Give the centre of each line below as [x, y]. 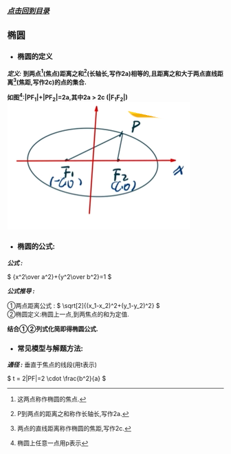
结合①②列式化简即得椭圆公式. [53, 329]
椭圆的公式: [36, 247]
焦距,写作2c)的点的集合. [53, 82]
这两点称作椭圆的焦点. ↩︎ [52, 399]
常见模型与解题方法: [50, 348]
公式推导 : [21, 291]
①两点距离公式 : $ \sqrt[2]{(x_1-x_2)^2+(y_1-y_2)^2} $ [84, 305]
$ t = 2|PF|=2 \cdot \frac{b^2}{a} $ [57, 378]
